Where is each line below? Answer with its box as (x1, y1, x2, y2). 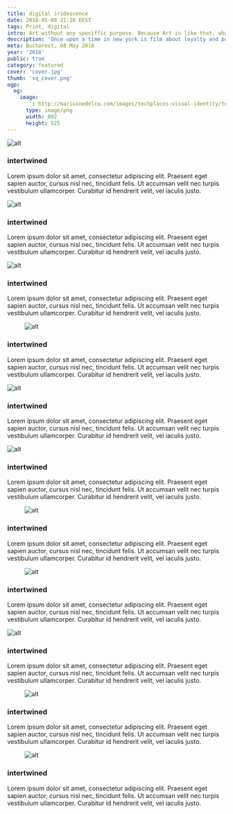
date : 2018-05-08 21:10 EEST (7, 17, 92, 24)
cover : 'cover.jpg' (7, 68, 64, 75)
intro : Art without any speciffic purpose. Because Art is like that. (7, 29, 216, 37)
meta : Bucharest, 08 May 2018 (7, 42, 95, 49)
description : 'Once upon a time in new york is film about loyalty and (7, 36, 218, 43)
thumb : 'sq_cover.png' (7, 74, 73, 82)
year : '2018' (7, 49, 45, 56)
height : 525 (25, 119, 60, 127)
